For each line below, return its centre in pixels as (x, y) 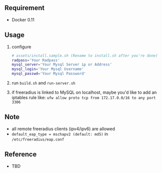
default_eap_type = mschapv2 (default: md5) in (60, 134)
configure (21, 47)
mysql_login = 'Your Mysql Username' (48, 69)
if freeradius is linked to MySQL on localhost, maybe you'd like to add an (84, 92)
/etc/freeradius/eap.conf (38, 139)
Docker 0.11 (23, 19)
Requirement (25, 8)
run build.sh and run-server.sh (44, 83)
